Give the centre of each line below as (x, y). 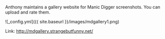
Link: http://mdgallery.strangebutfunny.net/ (49, 31)
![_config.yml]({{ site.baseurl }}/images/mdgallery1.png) (62, 22)
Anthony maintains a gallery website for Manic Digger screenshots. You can (83, 7)
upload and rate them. (28, 12)
